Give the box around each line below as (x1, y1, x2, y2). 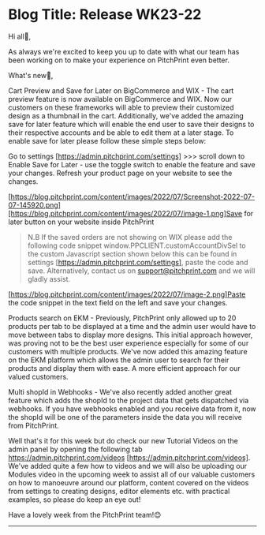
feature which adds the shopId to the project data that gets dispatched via (8, 395, 249, 405)
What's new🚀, (8, 70, 54, 80)
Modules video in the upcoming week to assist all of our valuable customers (8, 470, 256, 479)
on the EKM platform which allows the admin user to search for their (8, 355, 230, 365)
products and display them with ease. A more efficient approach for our (8, 363, 241, 372)
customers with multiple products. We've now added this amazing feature (8, 346, 248, 356)
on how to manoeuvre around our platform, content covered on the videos (8, 477, 249, 487)
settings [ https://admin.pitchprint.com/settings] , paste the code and (27, 257, 248, 267)
